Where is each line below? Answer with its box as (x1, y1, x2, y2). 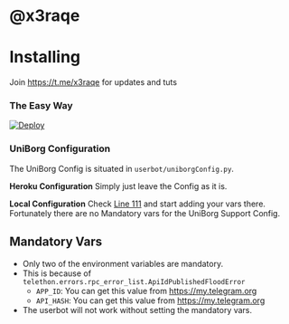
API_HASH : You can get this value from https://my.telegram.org (35, 295, 266, 306)
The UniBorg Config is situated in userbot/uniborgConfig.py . (9, 163, 235, 174)
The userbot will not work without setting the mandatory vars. (22, 304, 253, 315)
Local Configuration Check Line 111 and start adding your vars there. (9, 198, 266, 209)
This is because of (22, 268, 92, 279)
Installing (9, 47, 81, 68)
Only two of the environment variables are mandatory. (22, 258, 224, 269)
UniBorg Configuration (9, 142, 111, 155)
